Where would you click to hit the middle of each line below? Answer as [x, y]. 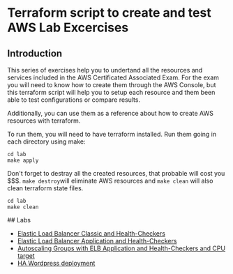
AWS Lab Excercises [68, 28]
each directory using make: [46, 142]
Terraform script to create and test [109, 13]
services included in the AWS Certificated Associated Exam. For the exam [113, 77]
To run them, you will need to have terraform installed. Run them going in [112, 134]
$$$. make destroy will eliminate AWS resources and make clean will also [110, 181]
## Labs [19, 220]
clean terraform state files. [45, 188]
